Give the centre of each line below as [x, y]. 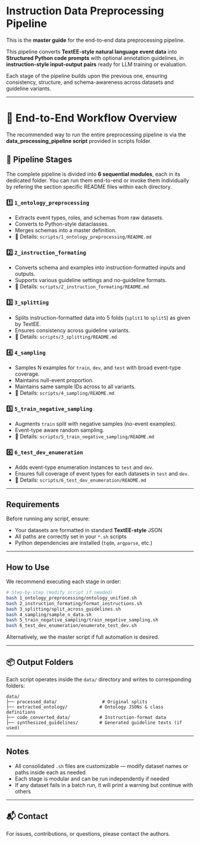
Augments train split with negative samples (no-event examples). [96, 424]
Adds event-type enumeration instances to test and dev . [84, 467]
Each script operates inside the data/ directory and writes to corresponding [99, 679]
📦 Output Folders [40, 662]
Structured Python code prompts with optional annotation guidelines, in [95, 58]
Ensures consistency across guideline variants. [72, 330]
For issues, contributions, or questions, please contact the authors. [88, 833]
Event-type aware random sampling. [60, 430]
